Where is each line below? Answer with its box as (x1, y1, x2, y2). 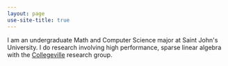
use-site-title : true (7, 17, 70, 24)
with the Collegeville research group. (7, 50, 113, 59)
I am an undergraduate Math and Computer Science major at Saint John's (7, 35, 218, 44)
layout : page (7, 10, 45, 17)
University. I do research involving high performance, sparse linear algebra (7, 43, 222, 51)
